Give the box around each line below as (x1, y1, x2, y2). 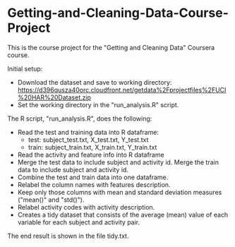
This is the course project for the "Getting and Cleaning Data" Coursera (7, 43, 215, 52)
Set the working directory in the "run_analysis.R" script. (17, 100, 179, 109)
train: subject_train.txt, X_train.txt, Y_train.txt (28, 143, 157, 151)
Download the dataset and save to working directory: (17, 78, 172, 86)
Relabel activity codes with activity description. (17, 203, 155, 211)
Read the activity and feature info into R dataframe (17, 150, 164, 159)
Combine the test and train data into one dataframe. (17, 173, 169, 181)
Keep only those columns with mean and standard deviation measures (17, 188, 222, 196)
